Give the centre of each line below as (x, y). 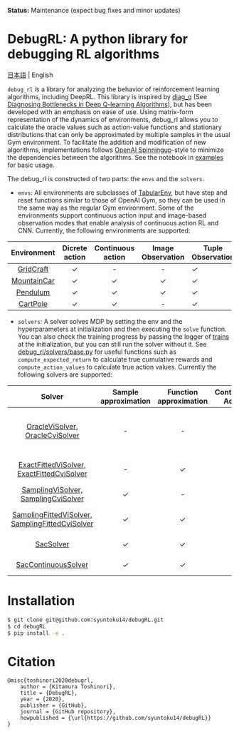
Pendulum (33, 292)
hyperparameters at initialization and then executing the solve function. (122, 329)
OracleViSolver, (52, 426)
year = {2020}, (43, 699)
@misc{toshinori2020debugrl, (51, 681)
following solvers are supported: (65, 374)
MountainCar (33, 280)
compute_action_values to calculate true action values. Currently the (117, 367)
